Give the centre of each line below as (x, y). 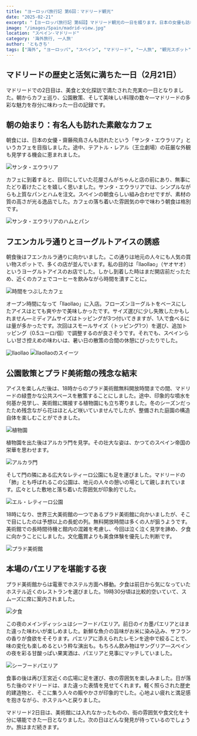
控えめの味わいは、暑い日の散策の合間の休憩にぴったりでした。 (103, 340)
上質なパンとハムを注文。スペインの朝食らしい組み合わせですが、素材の (103, 195)
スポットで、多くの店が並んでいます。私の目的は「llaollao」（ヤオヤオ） (103, 264)
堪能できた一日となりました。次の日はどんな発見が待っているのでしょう (103, 720)
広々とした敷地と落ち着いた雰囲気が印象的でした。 (77, 489)
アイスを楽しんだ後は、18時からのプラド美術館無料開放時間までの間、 (91, 388)
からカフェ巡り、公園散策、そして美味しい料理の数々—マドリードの (103, 97)
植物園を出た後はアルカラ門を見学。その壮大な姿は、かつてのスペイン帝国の (98, 442)
